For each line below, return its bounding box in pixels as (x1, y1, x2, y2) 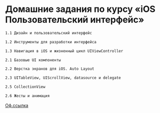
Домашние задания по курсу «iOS (5, 3, 156, 15)
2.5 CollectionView (5, 85, 46, 90)
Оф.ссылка (5, 102, 29, 108)
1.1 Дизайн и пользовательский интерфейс (5, 30, 92, 35)
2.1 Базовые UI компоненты (5, 57, 61, 63)
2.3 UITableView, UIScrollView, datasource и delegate (5, 76, 121, 81)
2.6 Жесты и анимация (5, 94, 50, 99)
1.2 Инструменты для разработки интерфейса (5, 39, 97, 44)
